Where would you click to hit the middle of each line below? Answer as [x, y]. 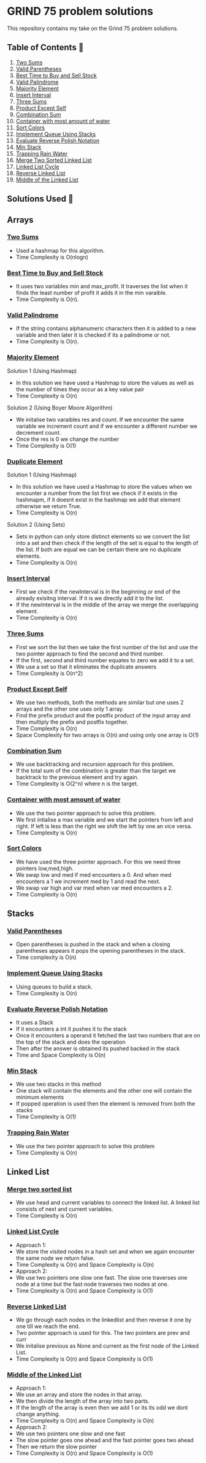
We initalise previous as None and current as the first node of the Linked [107, 1346]
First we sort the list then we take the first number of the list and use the [107, 647]
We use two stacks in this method [59, 1084]
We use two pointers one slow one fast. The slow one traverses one [101, 1277]
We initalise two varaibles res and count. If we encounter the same [100, 419]
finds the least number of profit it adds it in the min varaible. [91, 293]
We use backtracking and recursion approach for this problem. [95, 764]
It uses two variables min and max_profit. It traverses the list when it [102, 286]
